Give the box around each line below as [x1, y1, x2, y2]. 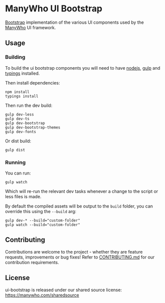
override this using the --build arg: [5, 208, 76, 214]
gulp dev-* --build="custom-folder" [5, 218, 80, 223]
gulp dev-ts [5, 116, 30, 121]
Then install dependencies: [5, 80, 60, 86]
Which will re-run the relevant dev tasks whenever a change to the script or [5, 188, 159, 194]
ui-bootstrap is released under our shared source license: [5, 287, 122, 293]
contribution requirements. [5, 259, 59, 265]
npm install [5, 89, 30, 94]
